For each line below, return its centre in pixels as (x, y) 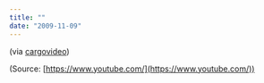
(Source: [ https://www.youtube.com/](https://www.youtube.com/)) (132, 69)
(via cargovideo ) (39, 51)
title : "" (28, 17)
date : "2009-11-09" (46, 26)
